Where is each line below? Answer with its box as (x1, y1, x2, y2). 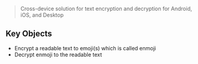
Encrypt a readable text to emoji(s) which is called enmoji (14, 44, 157, 51)
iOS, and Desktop (20, 11, 64, 19)
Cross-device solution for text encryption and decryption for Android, (20, 5, 193, 12)
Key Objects (5, 29, 52, 39)
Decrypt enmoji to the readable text (14, 51, 103, 58)
